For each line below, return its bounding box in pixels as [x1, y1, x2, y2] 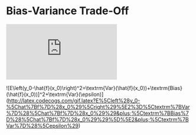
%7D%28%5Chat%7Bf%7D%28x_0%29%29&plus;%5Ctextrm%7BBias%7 [6, 110, 189, 117]
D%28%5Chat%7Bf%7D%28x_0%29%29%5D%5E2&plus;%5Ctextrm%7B [6, 115, 189, 123]
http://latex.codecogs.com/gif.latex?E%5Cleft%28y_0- [8, 97, 141, 104]
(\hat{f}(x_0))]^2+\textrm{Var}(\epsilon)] [6, 91, 104, 98]
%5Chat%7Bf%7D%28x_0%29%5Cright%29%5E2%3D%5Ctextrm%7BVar [6, 103, 190, 110]
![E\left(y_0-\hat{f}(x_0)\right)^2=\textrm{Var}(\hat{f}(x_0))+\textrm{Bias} [6, 84, 183, 91]
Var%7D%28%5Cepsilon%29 [6, 122, 79, 129]
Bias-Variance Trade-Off [6, 4, 129, 18]
